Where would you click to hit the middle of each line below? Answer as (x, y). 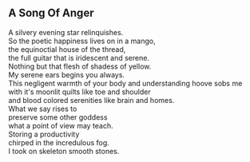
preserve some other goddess (58, 117)
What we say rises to (43, 109)
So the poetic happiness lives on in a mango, (82, 41)
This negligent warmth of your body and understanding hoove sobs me (125, 83)
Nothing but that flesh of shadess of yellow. (80, 66)
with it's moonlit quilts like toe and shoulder (79, 92)
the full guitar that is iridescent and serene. (79, 57)
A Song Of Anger (51, 13)
